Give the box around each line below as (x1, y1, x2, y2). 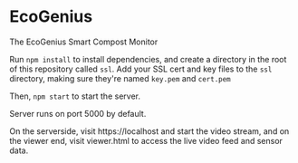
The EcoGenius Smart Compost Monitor (9, 36, 159, 47)
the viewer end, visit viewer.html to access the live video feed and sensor (9, 135, 284, 146)
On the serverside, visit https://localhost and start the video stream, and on (9, 125, 290, 137)
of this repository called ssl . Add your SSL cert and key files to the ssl (9, 63, 273, 74)
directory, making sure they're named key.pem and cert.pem (9, 72, 231, 83)
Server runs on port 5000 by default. (9, 108, 147, 119)
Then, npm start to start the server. (9, 91, 140, 101)
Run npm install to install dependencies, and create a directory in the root (9, 53, 287, 64)
